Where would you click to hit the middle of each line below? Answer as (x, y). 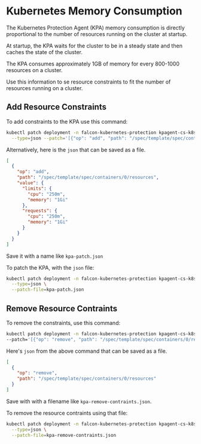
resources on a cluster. (34, 70)
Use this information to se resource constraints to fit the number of (89, 82)
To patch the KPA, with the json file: (50, 267)
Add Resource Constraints (56, 107)
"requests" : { (40, 211)
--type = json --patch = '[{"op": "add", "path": (69, 138)
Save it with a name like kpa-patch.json (55, 256)
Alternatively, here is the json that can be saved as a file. (76, 150)
